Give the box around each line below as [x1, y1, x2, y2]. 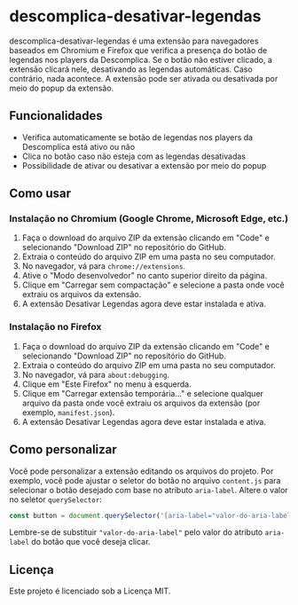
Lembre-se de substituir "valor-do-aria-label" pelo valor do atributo [9, 527, 263, 538]
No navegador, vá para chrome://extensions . [21, 261, 186, 271]
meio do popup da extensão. [9, 82, 114, 93]
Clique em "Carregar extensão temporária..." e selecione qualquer [21, 388, 264, 398]
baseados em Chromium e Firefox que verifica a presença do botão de [9, 44, 268, 55]
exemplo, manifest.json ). [21, 406, 115, 418]
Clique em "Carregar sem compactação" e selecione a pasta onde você [21, 279, 286, 290]
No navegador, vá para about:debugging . [21, 369, 170, 380]
